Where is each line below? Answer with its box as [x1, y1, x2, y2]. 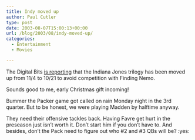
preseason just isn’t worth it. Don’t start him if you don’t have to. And [6, 121, 172, 128]
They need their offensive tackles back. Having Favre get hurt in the [6, 115, 170, 122]
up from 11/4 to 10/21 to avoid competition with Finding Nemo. [6, 74, 156, 81]
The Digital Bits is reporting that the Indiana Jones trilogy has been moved [6, 68, 186, 75]
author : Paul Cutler [6, 14, 57, 20]
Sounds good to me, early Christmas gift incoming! [6, 86, 129, 93]
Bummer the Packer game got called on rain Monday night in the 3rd [6, 97, 172, 104]
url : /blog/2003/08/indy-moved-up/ [6, 31, 93, 36]
